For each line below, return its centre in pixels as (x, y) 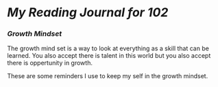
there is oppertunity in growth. (50, 63)
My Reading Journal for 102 (88, 13)
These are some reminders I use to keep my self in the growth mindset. (108, 76)
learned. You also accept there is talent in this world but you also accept (109, 56)
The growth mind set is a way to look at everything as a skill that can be (108, 48)
